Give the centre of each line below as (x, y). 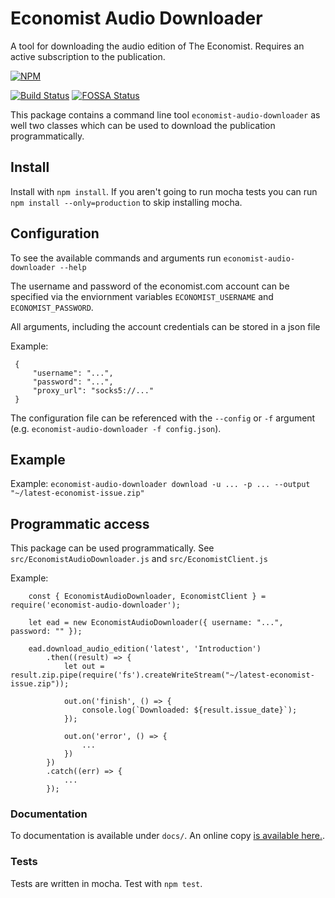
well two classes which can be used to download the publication (143, 125)
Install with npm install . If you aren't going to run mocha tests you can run (164, 191)
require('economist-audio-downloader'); (96, 605)
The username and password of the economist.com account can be (150, 286)
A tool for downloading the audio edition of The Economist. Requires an (157, 46)
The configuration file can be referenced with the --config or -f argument (163, 418)
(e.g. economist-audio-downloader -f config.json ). (116, 428)
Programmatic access (80, 523)
